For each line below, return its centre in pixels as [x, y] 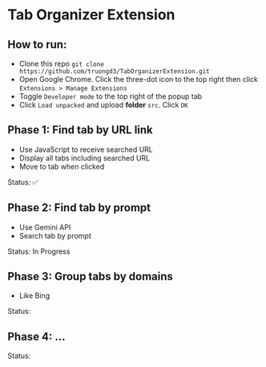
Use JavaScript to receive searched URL [86, 149]
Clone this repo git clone [62, 63]
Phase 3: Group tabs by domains [91, 277]
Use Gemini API [45, 227]
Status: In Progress [39, 251]
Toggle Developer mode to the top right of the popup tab [111, 96]
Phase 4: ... [36, 336]
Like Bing [34, 296]
